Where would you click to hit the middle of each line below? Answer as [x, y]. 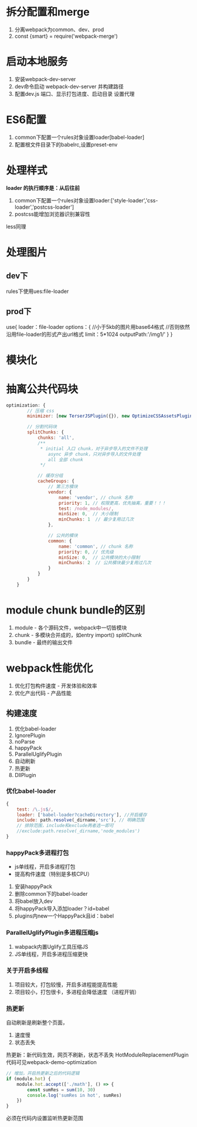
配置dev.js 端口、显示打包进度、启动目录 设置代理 [74, 94]
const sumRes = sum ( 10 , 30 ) [61, 1090]
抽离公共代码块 [42, 389]
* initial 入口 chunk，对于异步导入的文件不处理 [94, 449]
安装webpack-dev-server [45, 79]
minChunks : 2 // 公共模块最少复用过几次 [105, 563]
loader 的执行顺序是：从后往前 [43, 188]
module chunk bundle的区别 [76, 610]
